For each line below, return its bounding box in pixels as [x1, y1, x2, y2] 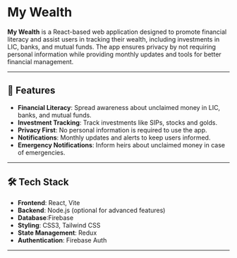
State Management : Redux [17, 228, 97, 237]
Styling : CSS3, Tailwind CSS [17, 221, 101, 229]
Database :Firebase [17, 213, 74, 222]
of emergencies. [17, 148, 66, 156]
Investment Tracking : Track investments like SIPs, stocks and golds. [17, 118, 217, 127]
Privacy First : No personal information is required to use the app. [17, 125, 207, 134]
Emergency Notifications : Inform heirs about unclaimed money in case [17, 140, 226, 149]
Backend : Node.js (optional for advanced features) [17, 206, 166, 214]
